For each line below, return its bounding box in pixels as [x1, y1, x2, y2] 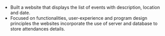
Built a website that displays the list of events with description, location [10, 5, 160, 10]
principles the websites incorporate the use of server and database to [10, 20, 158, 26]
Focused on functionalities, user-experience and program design [10, 15, 148, 21]
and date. [10, 10, 31, 16]
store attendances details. [10, 26, 66, 32]
